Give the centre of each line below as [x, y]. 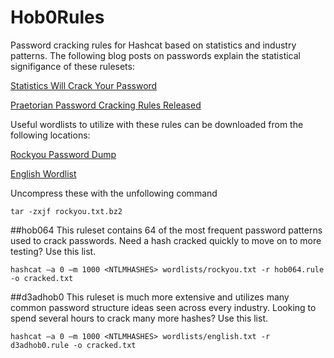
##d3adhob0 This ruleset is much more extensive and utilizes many [150, 297]
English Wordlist [43, 173]
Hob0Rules [57, 17]
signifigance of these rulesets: [72, 66]
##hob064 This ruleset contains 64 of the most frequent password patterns [166, 230]
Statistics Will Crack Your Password [84, 85]
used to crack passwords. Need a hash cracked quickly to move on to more [166, 240]
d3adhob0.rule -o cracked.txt [73, 345]
